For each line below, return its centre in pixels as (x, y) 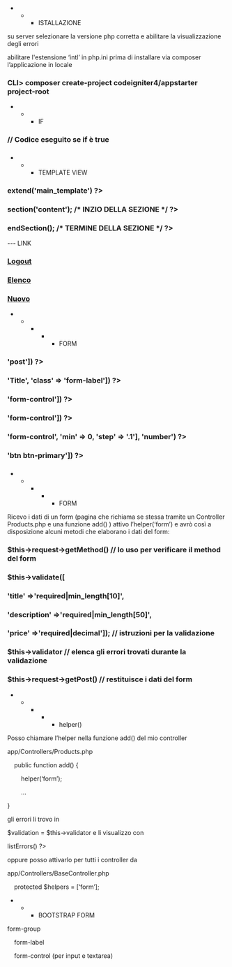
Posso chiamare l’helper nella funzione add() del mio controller (97, 738)
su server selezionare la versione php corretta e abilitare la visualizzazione (114, 36)
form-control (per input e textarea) (63, 955)
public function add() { (46, 765)
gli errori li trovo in (33, 819)
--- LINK (19, 243)
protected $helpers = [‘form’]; (56, 887)
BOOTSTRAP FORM (67, 915)
